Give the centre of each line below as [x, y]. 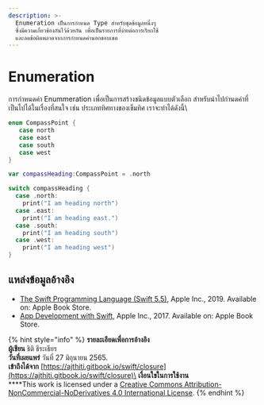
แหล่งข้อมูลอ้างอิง [41, 280]
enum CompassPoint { [42, 123]
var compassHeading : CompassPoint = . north [79, 174]
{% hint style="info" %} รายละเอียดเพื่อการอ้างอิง [79, 339]
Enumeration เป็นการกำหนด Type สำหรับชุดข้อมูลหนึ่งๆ [86, 23]
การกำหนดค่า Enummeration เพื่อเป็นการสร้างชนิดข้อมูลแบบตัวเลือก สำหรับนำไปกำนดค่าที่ [128, 99]
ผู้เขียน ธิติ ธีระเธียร [33, 348]
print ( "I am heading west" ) [69, 248]
